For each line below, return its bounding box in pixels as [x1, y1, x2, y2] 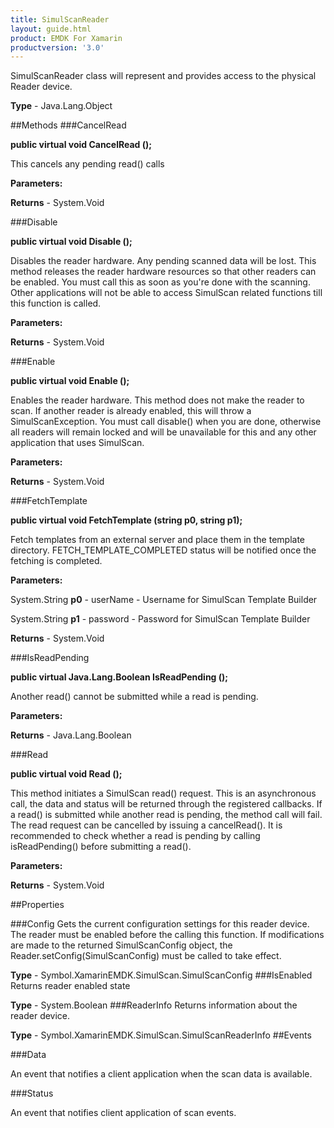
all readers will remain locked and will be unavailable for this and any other [10, 426, 317, 438]
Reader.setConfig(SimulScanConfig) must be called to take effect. [10, 950, 282, 962]
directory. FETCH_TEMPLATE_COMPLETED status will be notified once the [10, 544, 317, 556]
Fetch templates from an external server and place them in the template [10, 534, 306, 546]
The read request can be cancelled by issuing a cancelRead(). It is [10, 819, 283, 831]
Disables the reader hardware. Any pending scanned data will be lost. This [10, 255, 317, 267]
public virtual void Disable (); [10, 236, 133, 248]
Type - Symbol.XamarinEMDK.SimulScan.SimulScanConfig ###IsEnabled [10, 969, 313, 981]
